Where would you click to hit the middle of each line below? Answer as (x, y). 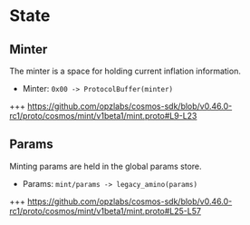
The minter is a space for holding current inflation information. (125, 71)
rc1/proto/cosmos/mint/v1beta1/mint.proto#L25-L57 (106, 210)
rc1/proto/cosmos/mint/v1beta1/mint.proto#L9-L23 (103, 116)
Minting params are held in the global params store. (106, 166)
